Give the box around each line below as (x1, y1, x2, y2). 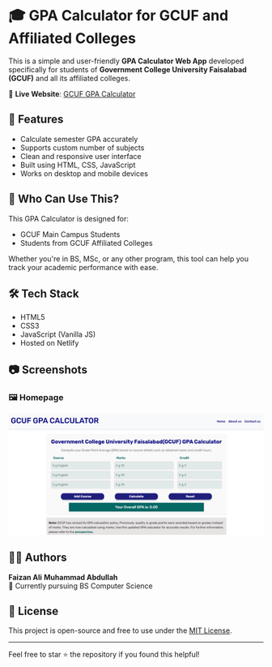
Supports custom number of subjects (19, 143, 145, 153)
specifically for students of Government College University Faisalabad (8, 64, 247, 74)
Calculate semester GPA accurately (19, 134, 138, 144)
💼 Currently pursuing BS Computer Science (8, 581, 154, 591)
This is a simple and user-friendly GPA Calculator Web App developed (8, 56, 244, 66)
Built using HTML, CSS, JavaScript (19, 160, 136, 170)
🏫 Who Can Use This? (8, 192, 120, 206)
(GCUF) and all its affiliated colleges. (8, 73, 131, 83)
